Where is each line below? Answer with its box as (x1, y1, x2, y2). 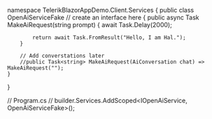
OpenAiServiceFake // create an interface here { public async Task (7, 13, 199, 22)
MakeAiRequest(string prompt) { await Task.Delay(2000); (7, 21, 173, 29)
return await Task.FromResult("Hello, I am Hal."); (32, 34, 187, 41)
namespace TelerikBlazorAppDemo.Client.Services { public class (7, 6, 195, 14)
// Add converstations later (20, 52, 105, 59)
